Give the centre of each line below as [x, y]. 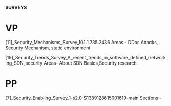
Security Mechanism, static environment [48, 48]
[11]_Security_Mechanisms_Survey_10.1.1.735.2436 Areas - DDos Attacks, [82, 42]
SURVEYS [16, 7]
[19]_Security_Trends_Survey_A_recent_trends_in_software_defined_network [86, 57]
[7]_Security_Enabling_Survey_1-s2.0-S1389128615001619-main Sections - [83, 98]
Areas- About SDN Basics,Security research [90, 63]
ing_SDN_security [24, 63]
